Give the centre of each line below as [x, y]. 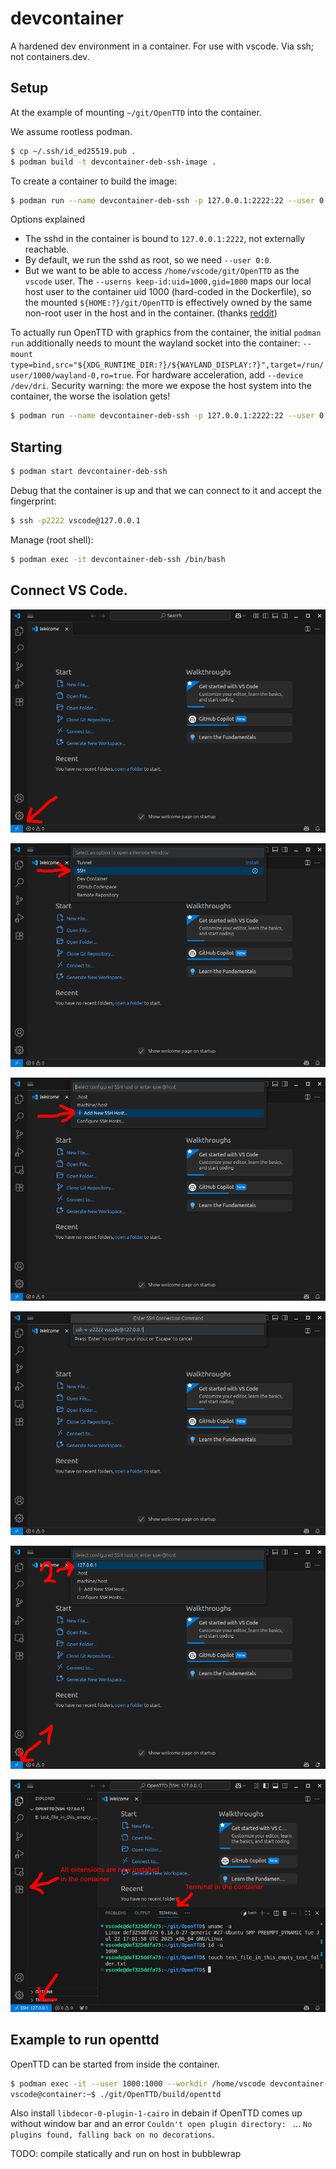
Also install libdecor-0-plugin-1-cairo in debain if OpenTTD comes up [156, 2113]
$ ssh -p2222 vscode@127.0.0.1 [75, 520]
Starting [36, 447]
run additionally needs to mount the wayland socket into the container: [155, 343]
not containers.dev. [50, 56]
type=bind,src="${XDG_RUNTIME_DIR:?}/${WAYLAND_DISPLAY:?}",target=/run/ [167, 365]
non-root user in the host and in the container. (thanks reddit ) [151, 313]
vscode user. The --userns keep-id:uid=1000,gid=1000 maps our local [168, 281]
